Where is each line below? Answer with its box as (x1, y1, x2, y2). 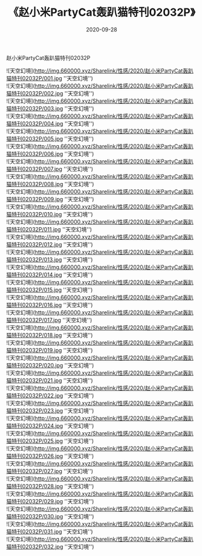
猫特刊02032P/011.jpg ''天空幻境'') (6, 225, 93, 233)
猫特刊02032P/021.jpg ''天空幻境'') (6, 377, 93, 384)
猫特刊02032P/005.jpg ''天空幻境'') (6, 135, 94, 142)
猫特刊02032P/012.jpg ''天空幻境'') (6, 241, 93, 248)
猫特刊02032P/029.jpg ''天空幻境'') (6, 497, 94, 505)
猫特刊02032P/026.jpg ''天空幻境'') (6, 452, 94, 459)
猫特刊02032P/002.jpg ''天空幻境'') (6, 89, 95, 97)
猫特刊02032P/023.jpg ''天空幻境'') (6, 407, 94, 414)
